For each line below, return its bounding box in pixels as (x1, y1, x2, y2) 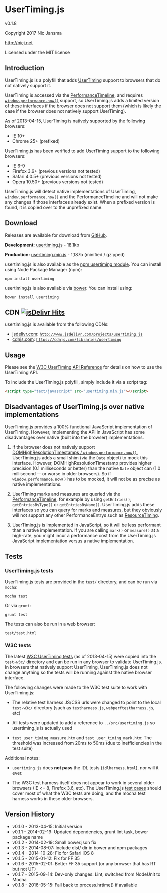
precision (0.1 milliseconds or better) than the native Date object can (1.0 (12, 465, 161, 471)
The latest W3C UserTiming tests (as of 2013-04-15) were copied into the (5, 653, 156, 659)
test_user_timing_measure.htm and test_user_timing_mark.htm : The (12, 734, 152, 741)
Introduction (5, 64, 45, 72)
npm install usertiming (5, 276, 55, 281)
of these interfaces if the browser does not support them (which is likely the (5, 103, 161, 109)
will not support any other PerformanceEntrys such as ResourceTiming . (12, 512, 159, 518)
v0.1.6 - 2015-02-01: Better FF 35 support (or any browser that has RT (12, 860, 156, 866)
